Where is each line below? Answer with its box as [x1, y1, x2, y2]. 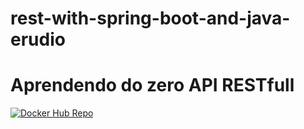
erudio [10, 28, 66, 51]
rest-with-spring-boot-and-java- [10, 7, 291, 30]
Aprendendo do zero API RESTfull [10, 74, 295, 97]
